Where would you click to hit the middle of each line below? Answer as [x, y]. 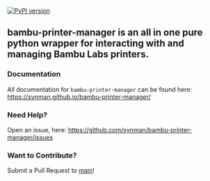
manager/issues [30, 137]
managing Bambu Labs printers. [78, 55]
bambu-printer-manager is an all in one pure [105, 32]
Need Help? [27, 115]
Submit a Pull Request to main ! [51, 171]
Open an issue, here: [37, 129]
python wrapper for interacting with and [96, 44]
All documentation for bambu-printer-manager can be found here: [100, 89]
